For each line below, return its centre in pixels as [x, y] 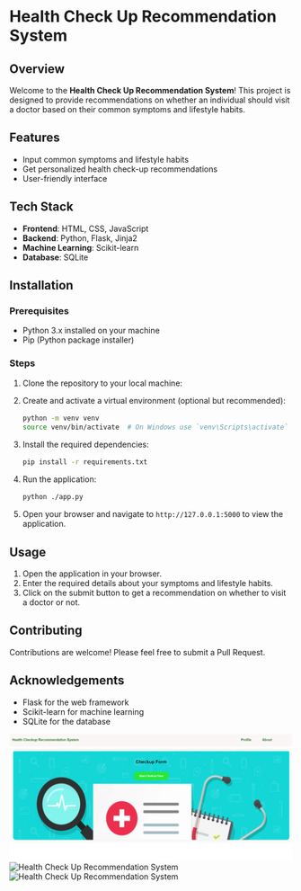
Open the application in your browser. [92, 574]
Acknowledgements [67, 681]
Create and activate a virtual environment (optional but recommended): [154, 400]
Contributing [46, 631]
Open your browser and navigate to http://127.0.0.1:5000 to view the [153, 514]
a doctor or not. [51, 602]
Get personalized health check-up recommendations [120, 169]
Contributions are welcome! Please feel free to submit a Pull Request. [137, 652]
